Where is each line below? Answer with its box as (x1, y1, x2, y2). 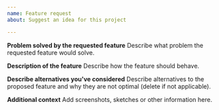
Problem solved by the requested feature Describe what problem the (7, 41, 203, 49)
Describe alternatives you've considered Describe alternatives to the (7, 74, 205, 83)
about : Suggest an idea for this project (7, 16, 127, 23)
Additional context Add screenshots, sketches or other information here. (7, 95, 213, 103)
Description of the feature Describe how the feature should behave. (7, 61, 200, 70)
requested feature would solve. (7, 49, 95, 57)
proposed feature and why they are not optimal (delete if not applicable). (7, 82, 211, 90)
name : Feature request (7, 10, 72, 17)
